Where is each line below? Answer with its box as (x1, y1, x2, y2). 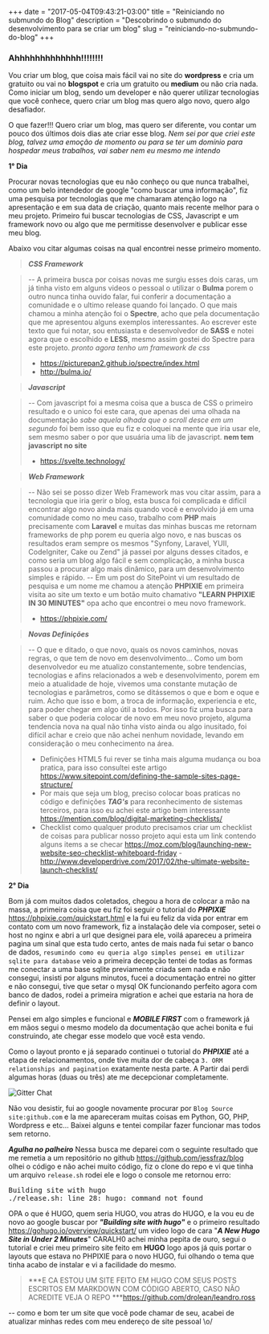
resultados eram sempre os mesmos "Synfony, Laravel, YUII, (27, 539, 230, 548)
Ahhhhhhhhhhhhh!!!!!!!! (8, 52, 104, 63)
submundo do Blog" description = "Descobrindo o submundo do (8, 15, 222, 25)
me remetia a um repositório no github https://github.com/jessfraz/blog (8, 1153, 244, 1163)
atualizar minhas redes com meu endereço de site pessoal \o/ (8, 1316, 213, 1327)
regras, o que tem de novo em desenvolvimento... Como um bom (27, 653, 243, 663)
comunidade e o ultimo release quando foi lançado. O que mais (27, 300, 238, 310)
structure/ (39, 780, 74, 790)
